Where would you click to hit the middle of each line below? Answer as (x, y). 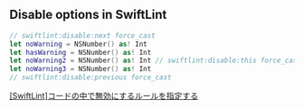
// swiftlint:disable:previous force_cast (90, 77)
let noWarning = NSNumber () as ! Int (78, 44)
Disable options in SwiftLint (88, 15)
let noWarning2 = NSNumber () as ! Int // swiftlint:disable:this (133, 61)
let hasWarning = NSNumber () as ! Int (81, 52)
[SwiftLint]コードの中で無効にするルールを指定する (104, 96)
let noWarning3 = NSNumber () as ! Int (81, 69)
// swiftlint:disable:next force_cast (82, 35)
